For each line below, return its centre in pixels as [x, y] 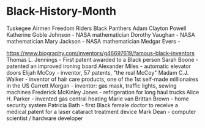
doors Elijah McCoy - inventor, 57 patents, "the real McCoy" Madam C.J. [98, 72]
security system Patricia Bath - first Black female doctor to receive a [92, 105]
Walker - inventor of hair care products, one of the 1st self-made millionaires [102, 79]
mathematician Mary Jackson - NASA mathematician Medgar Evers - [93, 41]
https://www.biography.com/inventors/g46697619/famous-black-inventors [100, 53]
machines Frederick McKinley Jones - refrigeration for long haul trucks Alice [103, 92]
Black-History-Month [61, 11]
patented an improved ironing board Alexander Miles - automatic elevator [99, 66]
